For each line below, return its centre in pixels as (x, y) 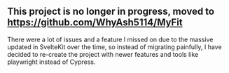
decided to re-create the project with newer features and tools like (103, 54)
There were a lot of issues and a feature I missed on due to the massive (110, 39)
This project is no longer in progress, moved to (111, 12)
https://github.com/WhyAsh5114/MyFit (95, 23)
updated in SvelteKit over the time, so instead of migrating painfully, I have (114, 47)
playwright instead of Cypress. (51, 62)
